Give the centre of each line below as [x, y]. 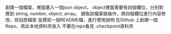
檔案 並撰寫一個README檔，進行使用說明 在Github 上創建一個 [93, 20]
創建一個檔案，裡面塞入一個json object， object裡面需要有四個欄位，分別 [82, 7]
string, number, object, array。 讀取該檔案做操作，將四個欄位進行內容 [88, 13]
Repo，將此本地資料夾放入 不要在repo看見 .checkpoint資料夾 [69, 26]
